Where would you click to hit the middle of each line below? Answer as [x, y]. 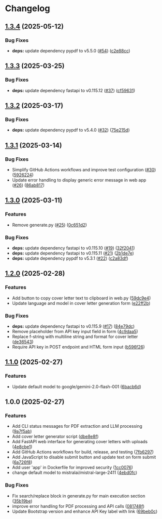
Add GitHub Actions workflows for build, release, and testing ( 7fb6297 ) [83, 452]
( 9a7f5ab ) [22, 431]
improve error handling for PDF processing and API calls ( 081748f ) [78, 506]
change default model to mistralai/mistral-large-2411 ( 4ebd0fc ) [74, 473]
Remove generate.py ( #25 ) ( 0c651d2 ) [49, 225]
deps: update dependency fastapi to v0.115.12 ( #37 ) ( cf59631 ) [74, 90]
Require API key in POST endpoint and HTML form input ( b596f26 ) [78, 347]
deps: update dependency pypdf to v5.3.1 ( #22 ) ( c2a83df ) [70, 258]
